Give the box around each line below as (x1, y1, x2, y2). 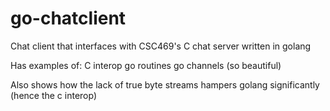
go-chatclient (10, 7, 127, 30)
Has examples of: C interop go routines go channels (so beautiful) (10, 59, 282, 71)
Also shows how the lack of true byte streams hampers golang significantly (10, 78, 320, 91)
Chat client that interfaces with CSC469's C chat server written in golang (10, 40, 312, 52)
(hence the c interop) (10, 89, 98, 101)
